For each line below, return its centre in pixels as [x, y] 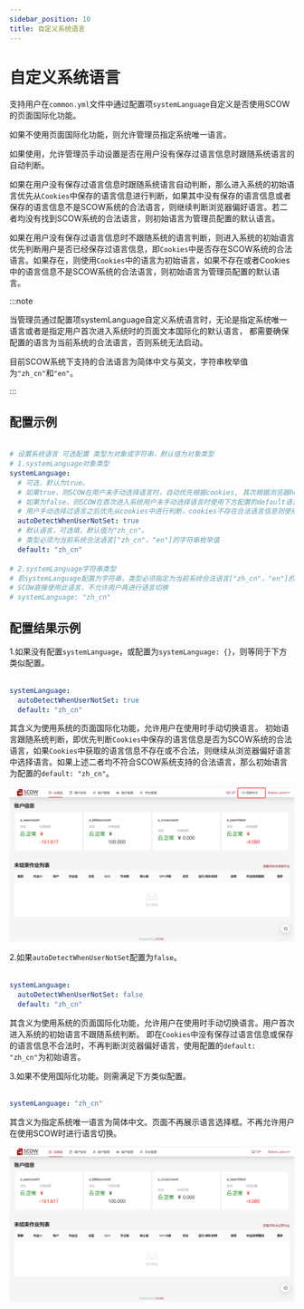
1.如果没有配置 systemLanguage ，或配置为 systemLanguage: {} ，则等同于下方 [148, 651]
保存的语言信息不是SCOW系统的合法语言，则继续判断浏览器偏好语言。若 [145, 207]
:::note [21, 301]
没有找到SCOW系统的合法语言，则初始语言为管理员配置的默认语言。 [152, 218]
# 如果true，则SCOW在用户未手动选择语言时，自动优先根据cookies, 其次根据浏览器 [154, 492]
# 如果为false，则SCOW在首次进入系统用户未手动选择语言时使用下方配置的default [152, 502]
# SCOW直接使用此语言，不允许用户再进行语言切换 [89, 588]
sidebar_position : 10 [50, 19]
